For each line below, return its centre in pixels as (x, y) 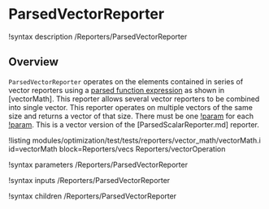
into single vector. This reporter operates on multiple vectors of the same (131, 107)
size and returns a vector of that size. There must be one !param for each (131, 116)
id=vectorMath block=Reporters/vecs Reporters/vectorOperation (117, 149)
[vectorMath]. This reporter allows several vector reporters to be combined (134, 99)
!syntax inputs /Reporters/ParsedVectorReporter (89, 180)
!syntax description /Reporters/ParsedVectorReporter (98, 36)
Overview (34, 62)
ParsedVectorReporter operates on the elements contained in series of (126, 81)
